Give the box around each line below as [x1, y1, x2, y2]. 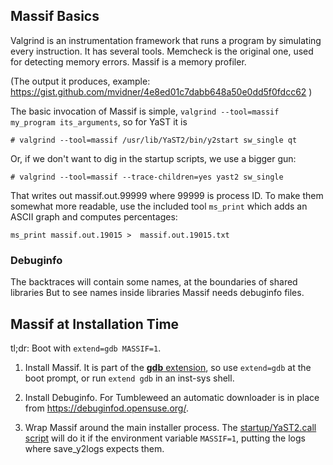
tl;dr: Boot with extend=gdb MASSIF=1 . [10, 342, 162, 354]
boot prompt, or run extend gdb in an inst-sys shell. [24, 372, 235, 384]
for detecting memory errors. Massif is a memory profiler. [10, 55, 247, 68]
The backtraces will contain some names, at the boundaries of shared [10, 276, 298, 288]
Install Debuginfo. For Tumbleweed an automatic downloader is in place [24, 391, 320, 403]
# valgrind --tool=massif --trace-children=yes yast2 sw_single [10, 172, 284, 182]
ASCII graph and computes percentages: [10, 210, 178, 223]
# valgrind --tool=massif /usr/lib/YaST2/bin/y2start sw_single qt [10, 135, 298, 145]
